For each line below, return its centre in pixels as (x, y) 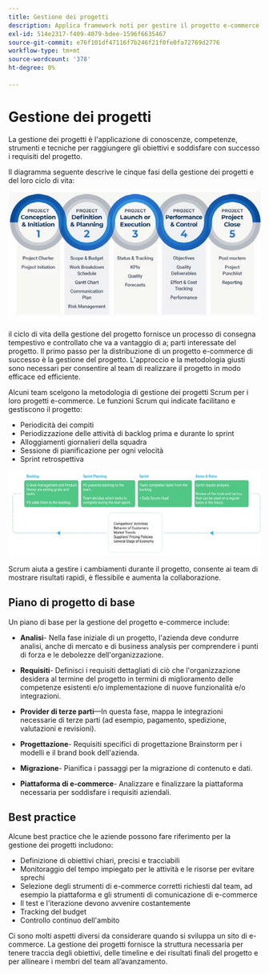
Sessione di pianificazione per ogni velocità (92, 450)
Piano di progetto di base (72, 603)
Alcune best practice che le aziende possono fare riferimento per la (119, 837)
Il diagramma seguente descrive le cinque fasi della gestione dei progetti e (131, 172)
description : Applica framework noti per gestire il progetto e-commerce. (136, 25)
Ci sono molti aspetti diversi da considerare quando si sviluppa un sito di (128, 936)
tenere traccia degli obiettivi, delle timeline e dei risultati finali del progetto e (133, 953)
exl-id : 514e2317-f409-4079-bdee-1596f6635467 (87, 34)
